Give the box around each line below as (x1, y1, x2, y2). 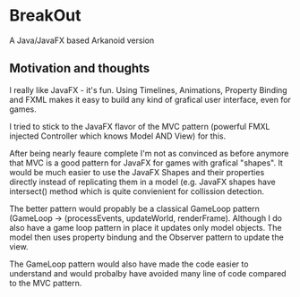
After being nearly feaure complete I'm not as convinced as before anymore (9, 148, 289, 158)
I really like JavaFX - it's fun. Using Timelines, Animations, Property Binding (9, 84, 288, 95)
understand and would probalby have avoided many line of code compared (9, 267, 287, 278)
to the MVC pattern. (9, 277, 82, 288)
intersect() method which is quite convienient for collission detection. (9, 185, 265, 197)
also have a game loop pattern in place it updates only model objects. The (9, 222, 282, 233)
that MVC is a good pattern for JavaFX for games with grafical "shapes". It (9, 157, 284, 168)
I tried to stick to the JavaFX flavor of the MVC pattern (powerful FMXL (9, 121, 270, 132)
